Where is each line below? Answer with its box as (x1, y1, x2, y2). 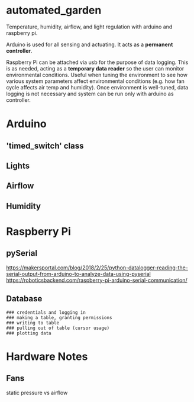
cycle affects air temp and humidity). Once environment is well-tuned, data (6, 83, 189, 91)
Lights (6, 160, 30, 171)
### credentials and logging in (6, 309, 86, 316)
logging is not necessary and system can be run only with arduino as (6, 90, 174, 97)
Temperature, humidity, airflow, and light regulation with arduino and (6, 23, 173, 30)
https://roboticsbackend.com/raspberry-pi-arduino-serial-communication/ (6, 276, 187, 284)
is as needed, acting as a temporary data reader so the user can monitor (6, 65, 185, 72)
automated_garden (6, 4, 102, 17)
